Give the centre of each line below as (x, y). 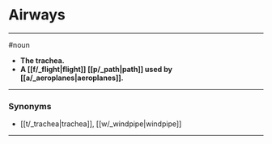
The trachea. (42, 60)
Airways (37, 15)
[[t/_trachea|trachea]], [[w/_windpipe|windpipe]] (101, 124)
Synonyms (30, 106)
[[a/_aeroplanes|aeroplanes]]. (72, 78)
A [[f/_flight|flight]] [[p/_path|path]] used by (96, 69)
